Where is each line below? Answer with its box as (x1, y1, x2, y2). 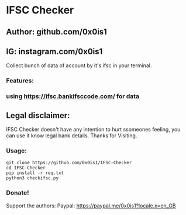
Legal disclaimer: (6, 110, 70, 120)
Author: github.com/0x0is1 (6, 27, 107, 37)
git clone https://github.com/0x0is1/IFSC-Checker (6, 160, 132, 166)
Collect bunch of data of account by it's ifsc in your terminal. (6, 62, 152, 69)
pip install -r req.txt (6, 170, 64, 176)
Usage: (6, 147, 27, 155)
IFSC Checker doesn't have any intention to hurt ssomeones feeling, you (6, 126, 181, 133)
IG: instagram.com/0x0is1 (6, 46, 103, 56)
